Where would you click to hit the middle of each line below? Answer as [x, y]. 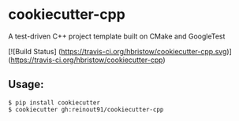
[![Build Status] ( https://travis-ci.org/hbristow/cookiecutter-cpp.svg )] [120, 51]
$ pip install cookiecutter [54, 103]
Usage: [26, 84]
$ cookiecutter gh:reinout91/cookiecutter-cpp [86, 109]
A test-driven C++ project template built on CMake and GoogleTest [117, 36]
